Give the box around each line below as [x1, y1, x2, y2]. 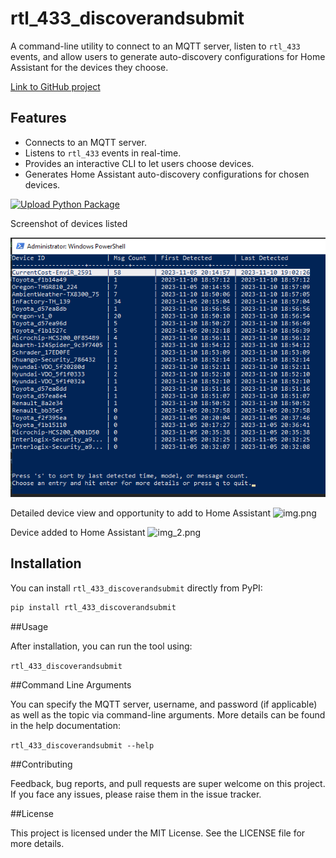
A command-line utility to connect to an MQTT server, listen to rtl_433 [10, 40, 301, 52]
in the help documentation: [10, 719, 122, 731]
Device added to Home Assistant [10, 526, 146, 538]
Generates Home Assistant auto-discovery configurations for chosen [24, 168, 310, 180]
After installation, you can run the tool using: [10, 640, 193, 652]
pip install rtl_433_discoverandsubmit [10, 602, 177, 612]
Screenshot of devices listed [10, 217, 128, 229]
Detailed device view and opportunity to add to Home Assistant [10, 507, 272, 519]
